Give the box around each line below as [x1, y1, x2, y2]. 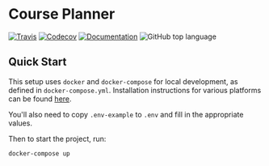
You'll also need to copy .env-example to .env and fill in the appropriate [8, 109, 244, 119]
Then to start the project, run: [8, 134, 107, 143]
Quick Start [8, 55, 67, 69]
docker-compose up [8, 149, 70, 158]
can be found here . [8, 94, 72, 104]
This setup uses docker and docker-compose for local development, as [8, 76, 238, 86]
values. [8, 118, 32, 128]
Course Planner [8, 5, 116, 23]
